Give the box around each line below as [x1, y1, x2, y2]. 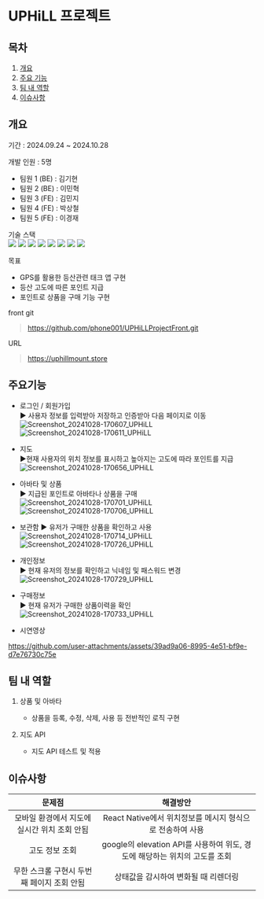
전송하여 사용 [158, 824, 204, 835]
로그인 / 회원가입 [19, 400, 71, 410]
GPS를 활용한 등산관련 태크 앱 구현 [19, 272, 126, 282]
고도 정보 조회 [28, 845, 77, 856]
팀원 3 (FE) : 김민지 [19, 193, 79, 203]
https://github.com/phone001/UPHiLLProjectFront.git [27, 323, 199, 333]
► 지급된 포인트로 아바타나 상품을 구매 [19, 488, 137, 498]
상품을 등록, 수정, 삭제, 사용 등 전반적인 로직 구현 [31, 713, 180, 723]
